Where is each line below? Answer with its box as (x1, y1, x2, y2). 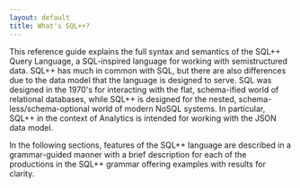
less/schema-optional (9, 103, 90, 114)
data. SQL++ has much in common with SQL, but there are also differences (9, 64, 287, 76)
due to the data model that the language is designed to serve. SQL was (9, 74, 272, 85)
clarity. (9, 167, 35, 179)
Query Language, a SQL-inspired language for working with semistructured (9, 56, 288, 66)
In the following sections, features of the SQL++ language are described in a (9, 140, 292, 150)
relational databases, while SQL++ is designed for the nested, (9, 93, 237, 104)
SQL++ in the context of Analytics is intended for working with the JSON (9, 113, 277, 124)
